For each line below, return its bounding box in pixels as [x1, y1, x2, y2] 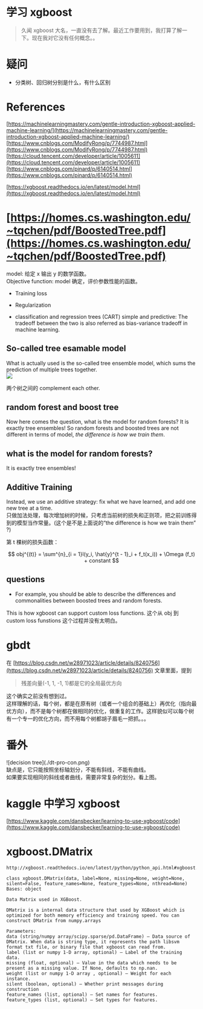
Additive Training [6, 482, 72, 492]
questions [6, 574, 45, 585]
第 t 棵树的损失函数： [6, 539, 59, 545]
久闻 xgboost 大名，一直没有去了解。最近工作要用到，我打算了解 [21, 27, 182, 34]
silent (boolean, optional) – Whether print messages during [6, 981, 164, 987]
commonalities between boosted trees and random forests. [14, 597, 163, 604]
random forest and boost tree [6, 402, 119, 412]
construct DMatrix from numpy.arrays [6, 917, 101, 924]
